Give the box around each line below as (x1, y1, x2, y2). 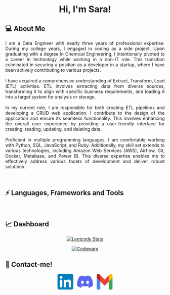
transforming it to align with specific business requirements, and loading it (5, 88, 165, 94)
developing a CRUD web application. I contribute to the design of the (5, 110, 165, 116)
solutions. (5, 164, 26, 170)
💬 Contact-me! (5, 260, 53, 269)
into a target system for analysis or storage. (5, 94, 96, 100)
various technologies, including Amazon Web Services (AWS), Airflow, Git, (5, 147, 165, 154)
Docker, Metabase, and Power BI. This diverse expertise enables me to (5, 153, 165, 159)
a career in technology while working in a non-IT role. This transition (5, 57, 165, 62)
